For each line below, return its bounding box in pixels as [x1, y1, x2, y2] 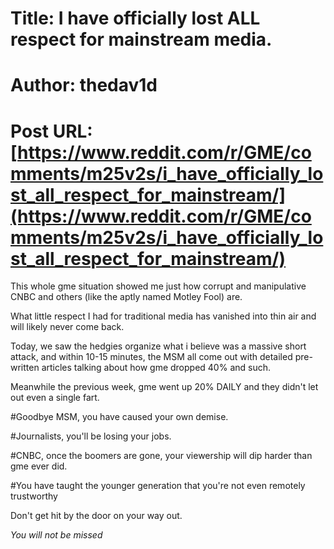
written [10, 362, 40, 374]
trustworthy [10, 490, 58, 502]
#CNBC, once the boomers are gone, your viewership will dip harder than [10, 450, 313, 462]
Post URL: [10, 120, 93, 142]
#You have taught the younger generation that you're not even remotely [10, 480, 306, 492]
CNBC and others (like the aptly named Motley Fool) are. [10, 291, 243, 303]
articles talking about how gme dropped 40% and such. [41, 362, 272, 374]
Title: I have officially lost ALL [10, 7, 261, 30]
